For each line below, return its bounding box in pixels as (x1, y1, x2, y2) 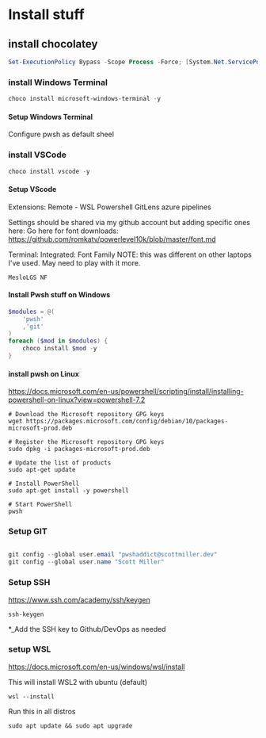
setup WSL (8, 644, 51, 655)
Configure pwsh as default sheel (8, 129, 115, 140)
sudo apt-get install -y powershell (8, 487, 129, 495)
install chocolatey (8, 37, 98, 51)
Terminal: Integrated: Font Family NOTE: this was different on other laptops (8, 250, 252, 259)
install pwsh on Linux (8, 369, 79, 378)
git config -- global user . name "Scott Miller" (8, 558, 165, 566)
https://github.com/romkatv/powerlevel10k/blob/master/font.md (8, 234, 216, 243)
